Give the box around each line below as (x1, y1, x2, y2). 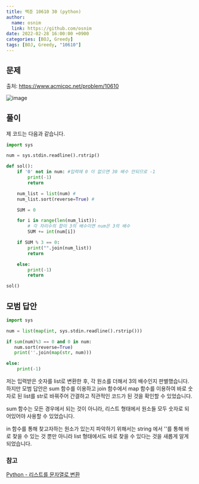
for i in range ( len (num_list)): (17, 218, 97, 224)
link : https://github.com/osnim (11, 25, 92, 32)
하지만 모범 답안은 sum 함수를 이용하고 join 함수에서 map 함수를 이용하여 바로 (6, 385, 187, 392)
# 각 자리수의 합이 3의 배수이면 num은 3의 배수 (27, 223, 130, 229)
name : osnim (11, 20, 42, 26)
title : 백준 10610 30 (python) (6, 8, 82, 15)
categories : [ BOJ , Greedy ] (6, 36, 73, 42)
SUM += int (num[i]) (27, 229, 76, 235)
